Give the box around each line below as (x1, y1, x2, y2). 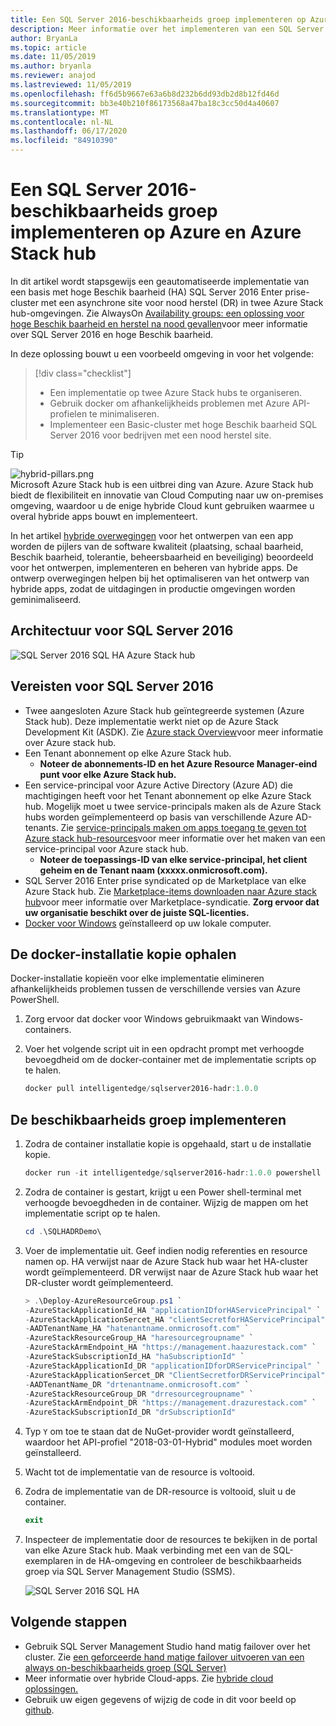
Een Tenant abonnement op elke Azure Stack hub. (24, 747, 232, 759)
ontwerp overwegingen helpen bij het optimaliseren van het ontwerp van (10, 572, 310, 584)
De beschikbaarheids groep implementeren (10, 1111, 287, 1128)
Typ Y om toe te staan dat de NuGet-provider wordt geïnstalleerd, (24, 1426, 295, 1438)
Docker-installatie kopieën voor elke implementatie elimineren (10, 972, 265, 985)
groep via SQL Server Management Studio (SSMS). (24, 1566, 236, 1578)
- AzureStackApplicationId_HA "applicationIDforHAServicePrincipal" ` (24, 1305, 322, 1315)
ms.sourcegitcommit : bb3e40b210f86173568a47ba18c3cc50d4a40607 (10, 98, 280, 108)
